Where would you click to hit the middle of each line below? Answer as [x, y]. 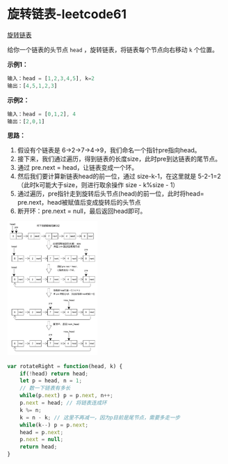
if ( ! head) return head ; [54, 374]
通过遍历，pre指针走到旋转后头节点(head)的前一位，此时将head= [111, 194]
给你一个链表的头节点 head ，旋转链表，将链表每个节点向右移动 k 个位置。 [113, 49]
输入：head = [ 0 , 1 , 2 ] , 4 [42, 114]
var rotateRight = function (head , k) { [65, 366]
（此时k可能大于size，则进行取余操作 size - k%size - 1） [98, 185]
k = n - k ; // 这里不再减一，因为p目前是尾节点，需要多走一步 [100, 417]
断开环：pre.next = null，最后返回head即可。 [82, 211]
